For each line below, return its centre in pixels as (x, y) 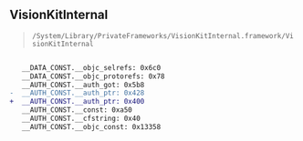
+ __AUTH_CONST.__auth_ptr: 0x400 (77, 102)
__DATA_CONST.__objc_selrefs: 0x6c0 (91, 67)
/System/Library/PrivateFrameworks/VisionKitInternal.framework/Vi (162, 35)
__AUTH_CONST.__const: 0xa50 (77, 110)
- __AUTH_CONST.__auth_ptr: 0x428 (77, 93)
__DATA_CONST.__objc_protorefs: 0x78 (94, 76)
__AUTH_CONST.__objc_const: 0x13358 (91, 126)
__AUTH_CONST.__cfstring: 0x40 (81, 119)
